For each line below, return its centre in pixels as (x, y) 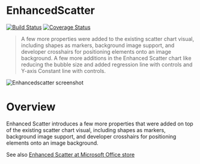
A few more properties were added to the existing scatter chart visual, (108, 39)
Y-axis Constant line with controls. (63, 71)
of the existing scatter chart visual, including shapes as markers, (86, 130)
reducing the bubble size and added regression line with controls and (107, 65)
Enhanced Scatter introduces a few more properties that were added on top (100, 124)
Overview (31, 107)
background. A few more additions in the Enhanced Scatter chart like (106, 58)
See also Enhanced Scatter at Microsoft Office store (71, 154)
